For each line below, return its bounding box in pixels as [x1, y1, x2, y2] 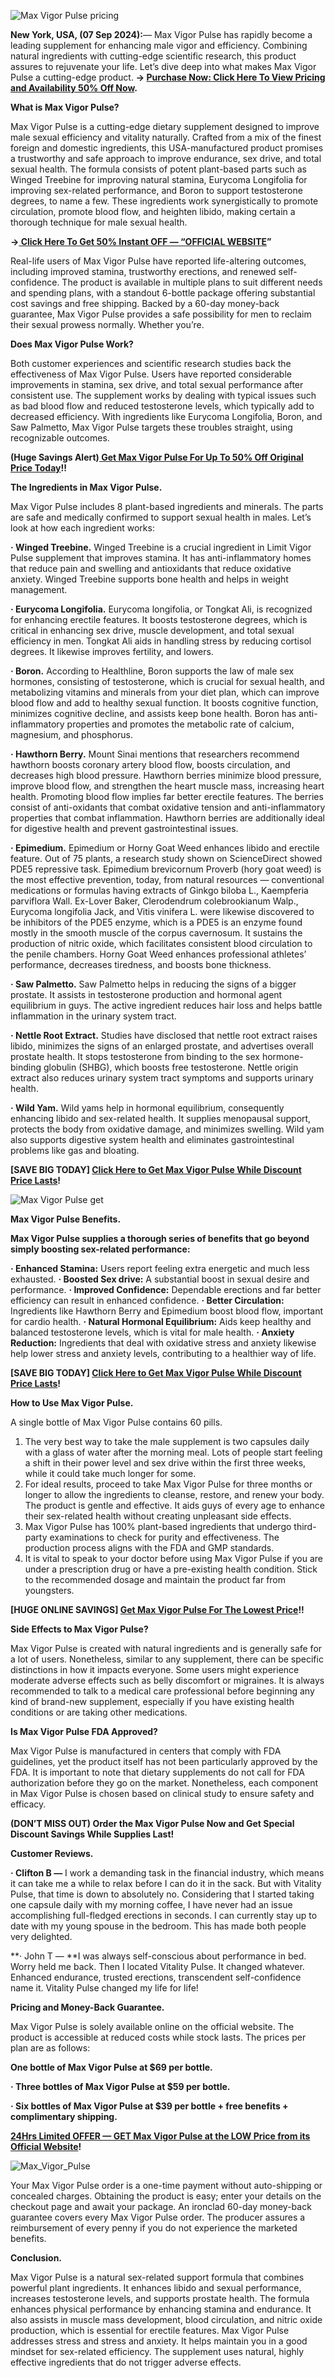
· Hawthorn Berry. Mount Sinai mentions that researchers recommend [10, 748, 300, 760]
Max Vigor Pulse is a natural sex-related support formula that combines [10, 2271, 305, 2283]
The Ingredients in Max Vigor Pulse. [10, 481, 163, 493]
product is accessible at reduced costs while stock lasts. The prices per [10, 2031, 307, 2043]
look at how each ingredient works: [10, 522, 155, 534]
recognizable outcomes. [10, 432, 110, 444]
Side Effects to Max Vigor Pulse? [10, 1623, 149, 1635]
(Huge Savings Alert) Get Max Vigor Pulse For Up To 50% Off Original [10, 451, 304, 463]
